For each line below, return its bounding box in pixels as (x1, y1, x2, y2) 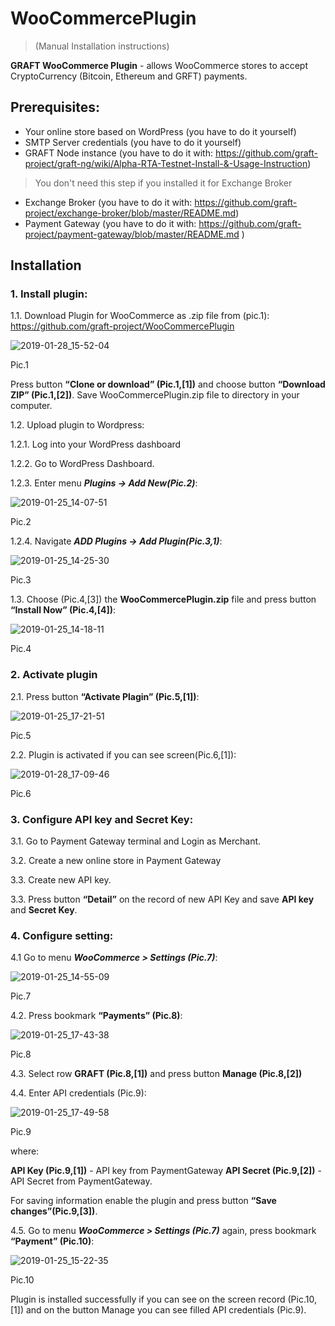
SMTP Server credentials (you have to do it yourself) (24, 136, 242, 148)
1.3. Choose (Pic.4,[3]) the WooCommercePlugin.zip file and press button (10, 593, 317, 606)
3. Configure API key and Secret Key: (10, 812, 194, 826)
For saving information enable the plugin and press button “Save (10, 1195, 277, 1207)
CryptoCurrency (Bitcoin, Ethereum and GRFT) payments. (10, 70, 248, 82)
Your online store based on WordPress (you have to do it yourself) (24, 125, 297, 137)
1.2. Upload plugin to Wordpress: (10, 419, 145, 431)
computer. (10, 400, 53, 412)
